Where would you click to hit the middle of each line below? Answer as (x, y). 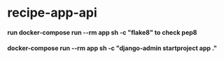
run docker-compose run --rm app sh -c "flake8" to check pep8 (102, 32)
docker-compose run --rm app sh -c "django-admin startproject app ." (112, 48)
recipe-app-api (52, 13)
